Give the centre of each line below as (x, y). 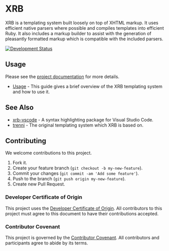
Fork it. (20, 163)
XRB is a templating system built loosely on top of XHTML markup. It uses (82, 23)
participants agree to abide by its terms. (47, 243)
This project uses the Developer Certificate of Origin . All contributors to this (84, 208)
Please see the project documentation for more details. (62, 77)
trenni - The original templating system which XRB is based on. (78, 125)
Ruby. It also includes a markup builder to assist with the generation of (78, 33)
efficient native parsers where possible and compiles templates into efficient (84, 28)
